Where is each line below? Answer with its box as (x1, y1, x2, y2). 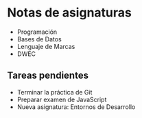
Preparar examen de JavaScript (16, 95, 107, 104)
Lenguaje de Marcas (16, 42, 75, 50)
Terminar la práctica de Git (16, 88, 93, 96)
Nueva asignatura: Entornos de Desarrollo (16, 102, 136, 111)
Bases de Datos (16, 35, 62, 43)
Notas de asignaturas (7, 5, 132, 21)
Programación (16, 28, 58, 36)
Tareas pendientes (7, 70, 89, 81)
